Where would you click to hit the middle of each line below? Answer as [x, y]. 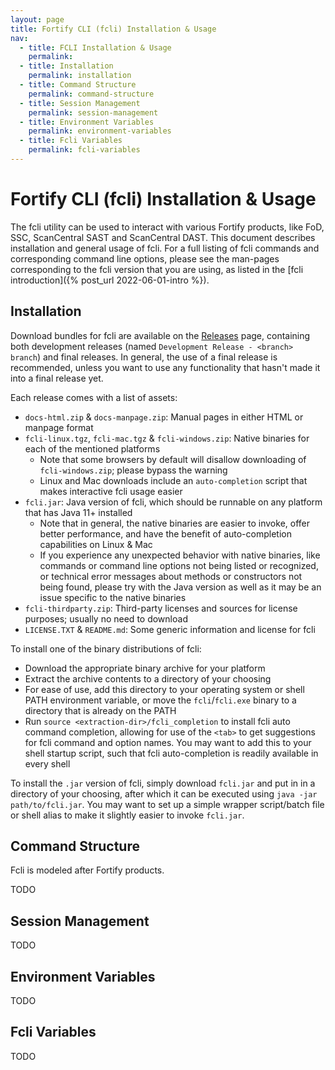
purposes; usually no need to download [106, 618]
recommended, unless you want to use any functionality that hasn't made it [165, 367]
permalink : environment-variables [100, 131]
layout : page [37, 19]
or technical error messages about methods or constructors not [171, 576]
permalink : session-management [93, 112]
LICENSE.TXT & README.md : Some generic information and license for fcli [170, 629]
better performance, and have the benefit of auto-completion [165, 533]
